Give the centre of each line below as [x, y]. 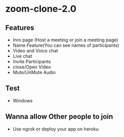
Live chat [22, 56]
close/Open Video [32, 67]
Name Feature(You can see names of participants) [66, 45]
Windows [23, 100]
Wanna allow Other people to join [59, 117]
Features [20, 28]
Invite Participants [32, 61]
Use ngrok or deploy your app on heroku [56, 129]
